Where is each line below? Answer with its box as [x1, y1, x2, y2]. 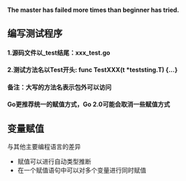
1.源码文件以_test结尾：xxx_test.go [7, 48, 110, 57]
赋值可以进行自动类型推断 [17, 157, 92, 166]
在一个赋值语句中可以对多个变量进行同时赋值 [17, 166, 147, 175]
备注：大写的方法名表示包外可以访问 [7, 82, 112, 91]
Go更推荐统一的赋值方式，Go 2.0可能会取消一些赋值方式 [7, 100, 171, 108]
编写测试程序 [7, 27, 63, 39]
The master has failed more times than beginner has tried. [7, 6, 180, 14]
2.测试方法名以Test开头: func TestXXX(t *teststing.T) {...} [7, 66, 178, 74]
